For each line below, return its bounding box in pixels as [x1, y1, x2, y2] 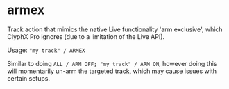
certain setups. [7, 74, 51, 82]
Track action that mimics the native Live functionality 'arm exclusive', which [7, 25, 223, 33]
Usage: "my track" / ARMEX [7, 46, 85, 54]
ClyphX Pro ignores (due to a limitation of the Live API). [7, 32, 165, 40]
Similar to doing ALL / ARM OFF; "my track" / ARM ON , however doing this [7, 59, 217, 67]
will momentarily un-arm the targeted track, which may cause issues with [7, 67, 217, 75]
